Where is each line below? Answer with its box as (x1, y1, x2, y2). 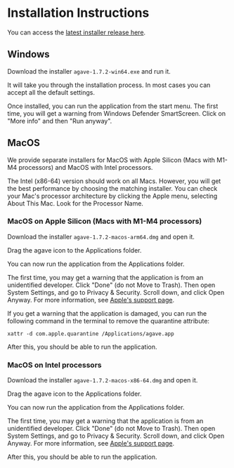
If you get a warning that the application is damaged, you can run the (7, 309, 207, 317)
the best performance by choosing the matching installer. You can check (7, 184, 218, 192)
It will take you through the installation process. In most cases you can (7, 81, 211, 89)
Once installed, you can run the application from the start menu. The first (7, 102, 219, 110)
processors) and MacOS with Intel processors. (18, 163, 153, 171)
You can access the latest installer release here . (7, 28, 146, 36)
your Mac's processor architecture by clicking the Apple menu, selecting (7, 192, 218, 200)
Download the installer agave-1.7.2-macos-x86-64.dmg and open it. (7, 376, 198, 385)
